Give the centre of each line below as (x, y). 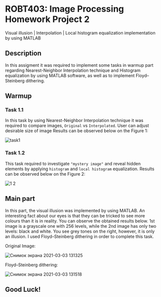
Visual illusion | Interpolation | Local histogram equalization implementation (80, 33)
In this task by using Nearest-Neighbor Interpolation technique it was (74, 120)
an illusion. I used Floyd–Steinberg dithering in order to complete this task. (80, 236)
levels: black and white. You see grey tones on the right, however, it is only (80, 231)
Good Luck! (23, 289)
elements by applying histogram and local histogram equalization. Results (80, 169)
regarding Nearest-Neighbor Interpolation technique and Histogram (73, 70)
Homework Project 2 (47, 19)
